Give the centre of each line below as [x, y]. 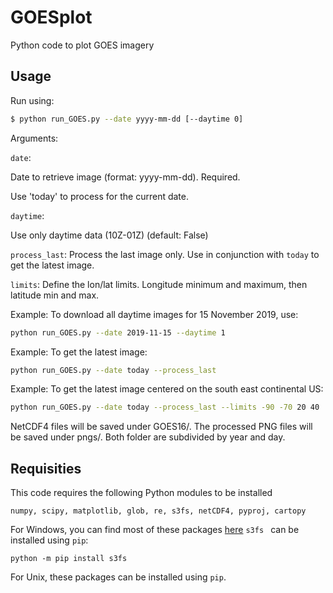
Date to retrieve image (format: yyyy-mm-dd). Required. [125, 177]
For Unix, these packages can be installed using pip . [118, 577]
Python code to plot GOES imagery [82, 45]
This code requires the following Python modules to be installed [141, 493]
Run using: [32, 100]
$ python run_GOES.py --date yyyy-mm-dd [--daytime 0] [127, 119]
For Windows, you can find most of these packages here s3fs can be [155, 530]
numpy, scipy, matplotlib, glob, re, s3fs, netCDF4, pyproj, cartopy [158, 511]
